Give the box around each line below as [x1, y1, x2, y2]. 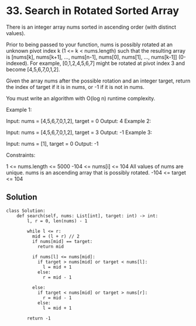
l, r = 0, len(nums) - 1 [27, 218, 88, 224]
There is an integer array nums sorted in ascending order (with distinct [6, 23, 177, 30]
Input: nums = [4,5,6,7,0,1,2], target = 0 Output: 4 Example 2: [6, 117, 151, 124]
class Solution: [6, 208, 46, 214]
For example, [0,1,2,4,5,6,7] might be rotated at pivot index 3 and [30, 60, 185, 67]
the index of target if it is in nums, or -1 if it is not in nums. [6, 83, 145, 90]
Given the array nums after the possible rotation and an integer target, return [6, 77, 191, 84]
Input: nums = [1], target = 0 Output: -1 [6, 140, 99, 147]
